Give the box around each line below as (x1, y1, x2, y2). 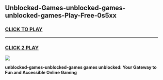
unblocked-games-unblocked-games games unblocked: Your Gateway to (5, 64, 157, 70)
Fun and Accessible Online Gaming (5, 69, 77, 75)
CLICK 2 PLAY (5, 44, 39, 51)
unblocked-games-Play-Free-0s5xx (5, 12, 117, 20)
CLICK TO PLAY (5, 26, 43, 33)
